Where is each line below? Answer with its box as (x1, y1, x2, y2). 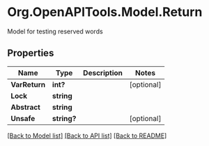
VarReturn (10, 79, 46, 89)
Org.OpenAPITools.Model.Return (7, 4, 203, 20)
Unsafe (10, 113, 36, 123)
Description (83, 67, 123, 77)
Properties (7, 47, 54, 59)
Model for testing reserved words (7, 27, 103, 35)
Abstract (10, 102, 40, 112)
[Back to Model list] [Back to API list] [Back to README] (7, 131, 167, 140)
